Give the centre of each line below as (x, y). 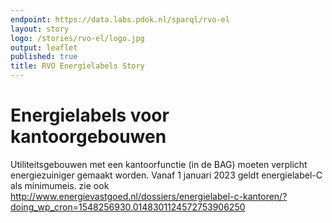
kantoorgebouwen (88, 137)
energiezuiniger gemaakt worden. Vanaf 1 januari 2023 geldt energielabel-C (166, 175)
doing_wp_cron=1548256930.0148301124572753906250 (128, 207)
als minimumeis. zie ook (60, 185)
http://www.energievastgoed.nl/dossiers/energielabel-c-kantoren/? (149, 196)
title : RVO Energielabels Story (77, 66)
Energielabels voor (90, 115)
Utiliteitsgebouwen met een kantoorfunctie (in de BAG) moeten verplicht (159, 164)
